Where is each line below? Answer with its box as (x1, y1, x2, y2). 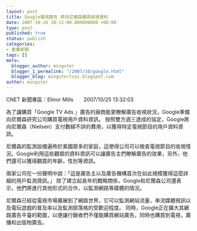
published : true (6, 30, 46, 36)
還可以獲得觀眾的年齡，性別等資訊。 (11, 157, 98, 164)
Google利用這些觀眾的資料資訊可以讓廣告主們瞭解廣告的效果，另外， (16, 150, 183, 157)
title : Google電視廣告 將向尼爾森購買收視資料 (6, 14, 108, 20)
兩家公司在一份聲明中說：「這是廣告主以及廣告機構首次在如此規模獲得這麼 (6, 170, 184, 177)
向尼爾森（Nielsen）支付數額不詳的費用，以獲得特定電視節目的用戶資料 (6, 123, 179, 130)
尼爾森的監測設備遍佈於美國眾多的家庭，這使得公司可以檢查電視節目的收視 (6, 143, 186, 150)
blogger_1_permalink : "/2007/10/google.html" (11, 68, 125, 74)
